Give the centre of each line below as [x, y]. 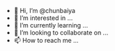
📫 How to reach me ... [46, 40]
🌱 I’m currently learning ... [51, 25]
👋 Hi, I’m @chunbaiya [44, 11]
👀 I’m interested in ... [43, 18]
